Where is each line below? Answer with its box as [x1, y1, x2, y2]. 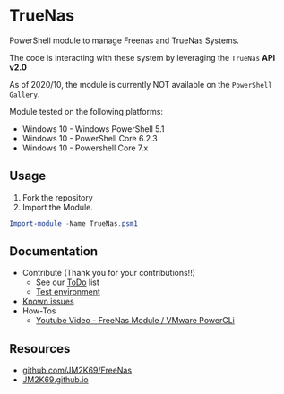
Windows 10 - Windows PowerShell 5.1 [22, 123, 165, 134]
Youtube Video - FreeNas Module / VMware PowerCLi [35, 315, 235, 326]
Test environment [35, 287, 101, 297]
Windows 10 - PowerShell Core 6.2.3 [22, 133, 159, 143]
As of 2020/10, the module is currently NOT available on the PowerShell [9, 79, 273, 90]
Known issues [22, 296, 74, 307]
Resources [9, 341, 71, 356]
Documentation [9, 244, 99, 260]
